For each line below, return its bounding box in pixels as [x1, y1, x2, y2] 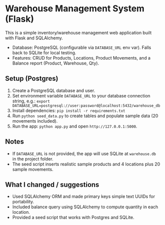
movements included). [12, 118, 58, 124]
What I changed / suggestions [5, 180, 99, 189]
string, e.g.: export [12, 98, 50, 104]
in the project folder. [12, 156, 54, 161]
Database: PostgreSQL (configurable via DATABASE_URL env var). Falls [12, 44, 151, 50]
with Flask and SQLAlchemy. [5, 35, 63, 41]
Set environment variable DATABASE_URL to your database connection [12, 93, 151, 98]
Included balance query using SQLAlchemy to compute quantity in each [12, 204, 159, 210]
